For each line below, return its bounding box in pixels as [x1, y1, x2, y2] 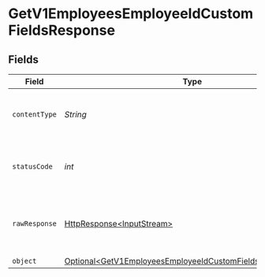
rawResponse [12, 220, 58, 228]
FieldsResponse [8, 21, 116, 39]
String [64, 109, 87, 120]
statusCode [12, 162, 53, 171]
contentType [12, 110, 58, 119]
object [12, 257, 37, 265]
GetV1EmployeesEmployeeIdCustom [8, 5, 254, 23]
